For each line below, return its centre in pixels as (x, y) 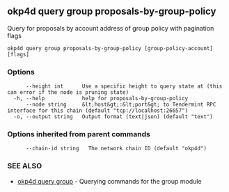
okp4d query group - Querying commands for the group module (109, 181)
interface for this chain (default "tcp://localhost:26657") (98, 111)
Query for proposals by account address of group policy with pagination (111, 28)
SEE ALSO (25, 166)
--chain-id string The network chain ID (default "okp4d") (116, 149)
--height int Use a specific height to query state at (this (124, 86)
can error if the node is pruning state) (68, 93)
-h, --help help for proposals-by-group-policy (101, 99)
